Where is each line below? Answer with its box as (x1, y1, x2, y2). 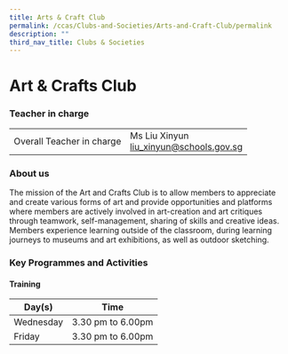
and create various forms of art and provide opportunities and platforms (9, 197, 273, 208)
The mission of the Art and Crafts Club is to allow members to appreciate (9, 187, 276, 198)
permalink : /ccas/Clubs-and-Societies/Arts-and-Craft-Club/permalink (9, 21, 273, 30)
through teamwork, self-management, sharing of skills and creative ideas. (9, 216, 280, 226)
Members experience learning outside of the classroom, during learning (9, 225, 273, 236)
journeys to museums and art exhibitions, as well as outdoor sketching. (9, 234, 269, 245)
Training (9, 279, 42, 289)
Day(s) (23, 301, 53, 313)
